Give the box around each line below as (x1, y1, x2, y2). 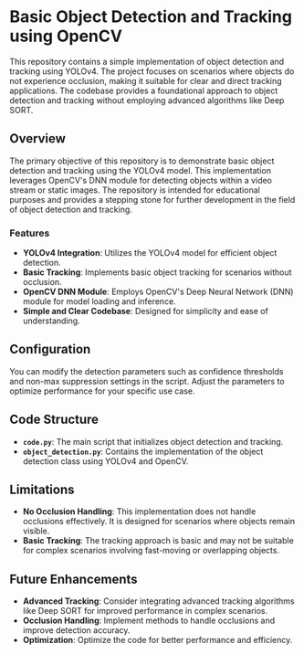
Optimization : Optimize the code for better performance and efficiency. (22, 635, 293, 646)
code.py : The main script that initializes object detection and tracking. (22, 436, 284, 447)
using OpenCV (9, 26, 123, 47)
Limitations (9, 482, 75, 498)
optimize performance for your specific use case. (9, 385, 195, 396)
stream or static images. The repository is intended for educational (9, 185, 260, 195)
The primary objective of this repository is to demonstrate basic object (9, 155, 275, 166)
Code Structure (9, 412, 99, 427)
